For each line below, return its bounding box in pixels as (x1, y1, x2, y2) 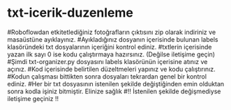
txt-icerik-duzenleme (7, 5, 134, 21)
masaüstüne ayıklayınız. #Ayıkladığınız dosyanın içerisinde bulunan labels (7, 35, 218, 43)
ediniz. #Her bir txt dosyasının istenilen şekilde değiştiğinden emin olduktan (7, 79, 225, 88)
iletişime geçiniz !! (7, 94, 59, 102)
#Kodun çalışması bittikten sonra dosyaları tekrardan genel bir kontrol (7, 72, 207, 81)
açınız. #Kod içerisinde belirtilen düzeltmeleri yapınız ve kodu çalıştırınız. (7, 65, 216, 73)
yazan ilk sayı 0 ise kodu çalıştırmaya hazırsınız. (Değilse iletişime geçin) (7, 50, 215, 58)
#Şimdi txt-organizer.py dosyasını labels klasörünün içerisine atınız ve (7, 57, 208, 65)
